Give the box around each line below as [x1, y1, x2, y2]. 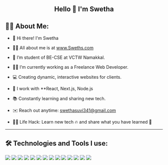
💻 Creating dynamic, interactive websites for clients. [12, 74, 121, 80]
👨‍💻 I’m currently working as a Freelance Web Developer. [12, 64, 128, 70]
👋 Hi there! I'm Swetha [12, 35, 59, 41]
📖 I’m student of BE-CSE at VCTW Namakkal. [12, 54, 105, 60]
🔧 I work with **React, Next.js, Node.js [12, 86, 93, 92]
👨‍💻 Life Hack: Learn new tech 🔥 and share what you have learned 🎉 [12, 119, 152, 125]
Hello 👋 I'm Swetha [54, 5, 114, 13]
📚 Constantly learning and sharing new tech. [12, 96, 106, 102]
